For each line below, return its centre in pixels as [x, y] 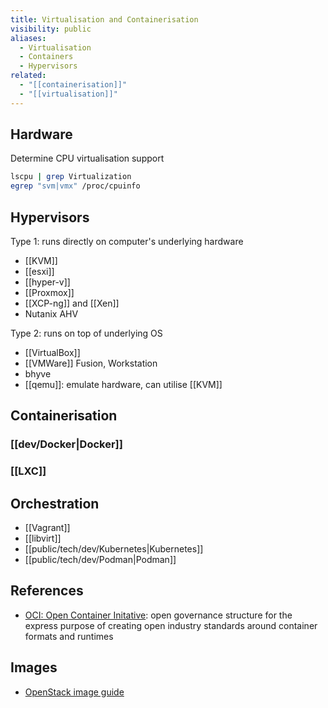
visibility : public [51, 29]
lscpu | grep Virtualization [71, 177]
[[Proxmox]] [49, 292]
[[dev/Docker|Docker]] [66, 444]
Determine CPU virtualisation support [87, 158]
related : [28, 76]
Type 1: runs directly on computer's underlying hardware [127, 241]
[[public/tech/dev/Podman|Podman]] [100, 560]
